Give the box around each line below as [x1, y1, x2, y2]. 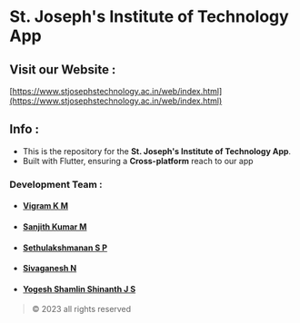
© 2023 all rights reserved [31, 304, 132, 315]
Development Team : [9, 178, 103, 191]
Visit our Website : [9, 62, 116, 77]
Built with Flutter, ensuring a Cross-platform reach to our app [22, 155, 254, 166]
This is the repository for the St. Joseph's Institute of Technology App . [22, 145, 292, 156]
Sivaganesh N [22, 263, 77, 274]
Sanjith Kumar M [22, 220, 87, 232]
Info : [9, 122, 39, 137]
